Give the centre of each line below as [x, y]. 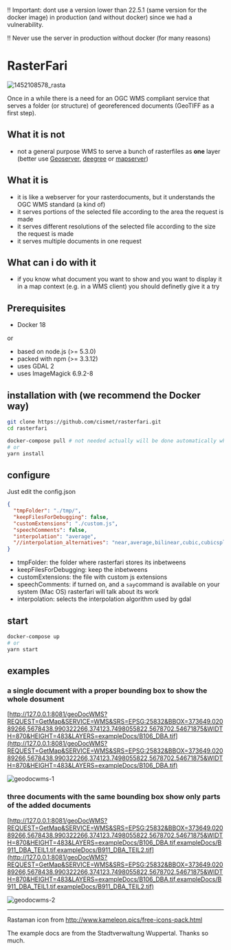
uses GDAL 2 [36, 366]
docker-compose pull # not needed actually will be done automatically [112, 441]
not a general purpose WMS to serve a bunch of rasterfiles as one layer [119, 151]
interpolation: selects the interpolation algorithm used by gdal [104, 599]
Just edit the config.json [42, 492]
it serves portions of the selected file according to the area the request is [120, 211]
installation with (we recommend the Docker [104, 395]
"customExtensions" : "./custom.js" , [66, 524]
